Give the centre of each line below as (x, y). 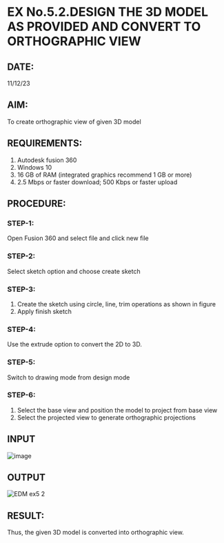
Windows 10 (34, 167)
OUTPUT (27, 477)
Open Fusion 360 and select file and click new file (78, 238)
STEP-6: (21, 395)
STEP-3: (21, 289)
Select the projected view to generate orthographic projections (106, 417)
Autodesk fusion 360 (47, 160)
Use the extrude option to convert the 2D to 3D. (75, 344)
